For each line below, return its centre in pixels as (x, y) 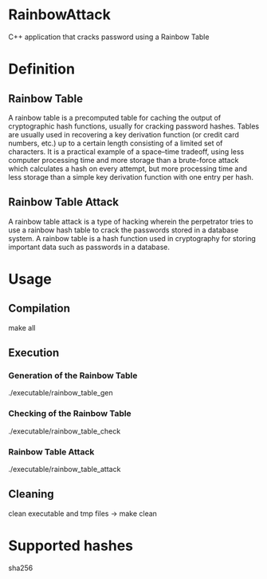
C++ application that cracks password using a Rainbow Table (109, 37)
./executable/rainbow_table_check (65, 431)
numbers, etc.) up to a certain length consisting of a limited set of (116, 143)
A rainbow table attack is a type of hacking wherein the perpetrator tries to (131, 221)
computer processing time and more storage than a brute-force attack (124, 160)
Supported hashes (71, 546)
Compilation (39, 309)
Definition (42, 69)
